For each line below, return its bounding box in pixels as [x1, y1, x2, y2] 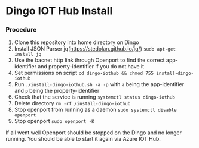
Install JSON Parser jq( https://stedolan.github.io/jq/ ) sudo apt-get [14, 45, 176, 52]
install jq [14, 52, 42, 58]
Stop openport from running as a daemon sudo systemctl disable [14, 106, 177, 114]
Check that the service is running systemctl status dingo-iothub [14, 93, 176, 100]
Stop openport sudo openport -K [14, 118, 95, 125]
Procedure [5, 26, 37, 34]
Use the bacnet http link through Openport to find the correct [14, 56, 165, 64]
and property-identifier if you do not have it [38, 63, 145, 70]
